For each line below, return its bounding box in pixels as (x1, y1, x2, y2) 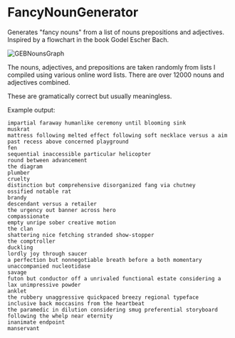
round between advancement (7, 157, 88, 164)
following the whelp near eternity (7, 312, 113, 319)
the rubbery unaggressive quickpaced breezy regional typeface (7, 293, 199, 301)
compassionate (7, 213, 50, 220)
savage (7, 268, 27, 276)
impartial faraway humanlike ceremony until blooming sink (7, 119, 187, 127)
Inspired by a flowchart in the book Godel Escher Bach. (7, 35, 169, 43)
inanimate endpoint (7, 318, 66, 326)
